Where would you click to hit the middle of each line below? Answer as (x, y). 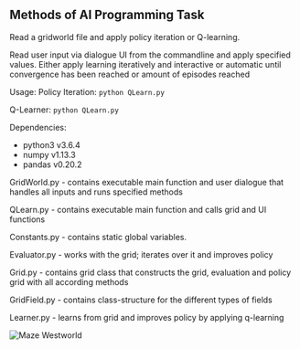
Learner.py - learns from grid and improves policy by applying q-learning (147, 317)
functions (27, 219)
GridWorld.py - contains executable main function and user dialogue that (147, 182)
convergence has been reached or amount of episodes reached (129, 74)
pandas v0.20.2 (52, 164)
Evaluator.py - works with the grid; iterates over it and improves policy (141, 254)
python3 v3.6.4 (51, 144)
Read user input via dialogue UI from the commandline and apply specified (150, 55)
